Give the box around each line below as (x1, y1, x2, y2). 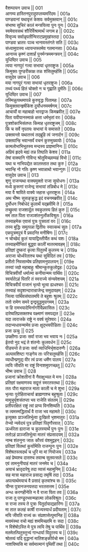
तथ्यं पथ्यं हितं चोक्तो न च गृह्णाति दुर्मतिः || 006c (5, 86, 83, 92)
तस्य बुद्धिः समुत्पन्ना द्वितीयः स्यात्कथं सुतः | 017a (5, 224, 82, 230)
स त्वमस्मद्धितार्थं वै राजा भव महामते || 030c (5, 408, 77, 415)
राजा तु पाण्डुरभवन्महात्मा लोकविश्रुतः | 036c (5, 495, 77, 501)
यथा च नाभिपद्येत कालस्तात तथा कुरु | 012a (5, 160, 78, 167)
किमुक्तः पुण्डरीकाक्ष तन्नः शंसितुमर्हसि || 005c (5, 68, 78, 74)
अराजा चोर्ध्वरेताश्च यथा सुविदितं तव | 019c (5, 253, 76, 259)
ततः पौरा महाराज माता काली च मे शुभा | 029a (5, 385, 80, 392)
